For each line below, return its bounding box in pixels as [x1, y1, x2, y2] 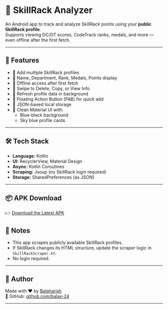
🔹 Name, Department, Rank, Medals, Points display [12, 74, 117, 80]
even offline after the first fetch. [5, 37, 70, 43]
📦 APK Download [5, 193, 62, 202]
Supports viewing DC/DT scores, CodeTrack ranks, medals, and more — [5, 31, 154, 37]
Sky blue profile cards [19, 117, 65, 123]
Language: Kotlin [12, 152, 48, 159]
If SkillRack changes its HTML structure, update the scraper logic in [12, 245, 151, 251]
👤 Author [5, 274, 33, 283]
